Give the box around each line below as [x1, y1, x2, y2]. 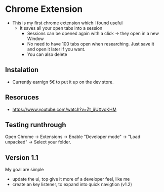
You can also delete [27, 51, 68, 57]
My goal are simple [5, 167, 44, 173]
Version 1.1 [5, 153, 39, 162]
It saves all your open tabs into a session [19, 25, 103, 31]
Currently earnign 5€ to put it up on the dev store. [12, 79, 114, 85]
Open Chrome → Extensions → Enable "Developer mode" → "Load [5, 134, 141, 140]
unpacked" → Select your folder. [5, 139, 72, 145]
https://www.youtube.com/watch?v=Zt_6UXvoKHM [12, 106, 117, 112]
